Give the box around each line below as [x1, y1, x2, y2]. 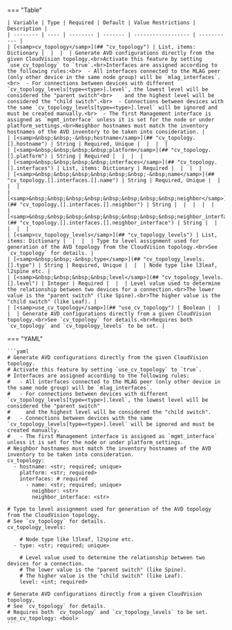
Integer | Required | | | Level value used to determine [47, 280, 221, 287]
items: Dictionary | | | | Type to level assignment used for [7, 238, 199, 245]
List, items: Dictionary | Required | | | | [62, 165, 202, 172]
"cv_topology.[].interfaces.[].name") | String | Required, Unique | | [7, 177, 221, 184]
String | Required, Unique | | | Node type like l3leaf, [43, 262, 217, 269]
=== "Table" [7, 6, 43, 14]
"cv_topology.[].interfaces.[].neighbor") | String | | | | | [19, 201, 215, 208]
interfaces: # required [19, 475, 88, 482]
